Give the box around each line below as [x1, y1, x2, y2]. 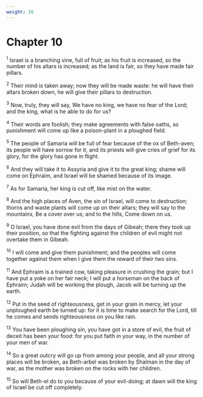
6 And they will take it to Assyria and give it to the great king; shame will [6, 164, 186, 173]
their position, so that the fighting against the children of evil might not [6, 229, 182, 237]
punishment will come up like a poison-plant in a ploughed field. [6, 127, 167, 134]
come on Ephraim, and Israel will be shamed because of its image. [6, 171, 172, 179]
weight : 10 [6, 9, 34, 15]
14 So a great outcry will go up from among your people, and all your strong [6, 351, 195, 359]
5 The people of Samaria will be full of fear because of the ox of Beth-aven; [6, 139, 195, 147]
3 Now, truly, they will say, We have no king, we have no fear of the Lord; [6, 100, 188, 108]
